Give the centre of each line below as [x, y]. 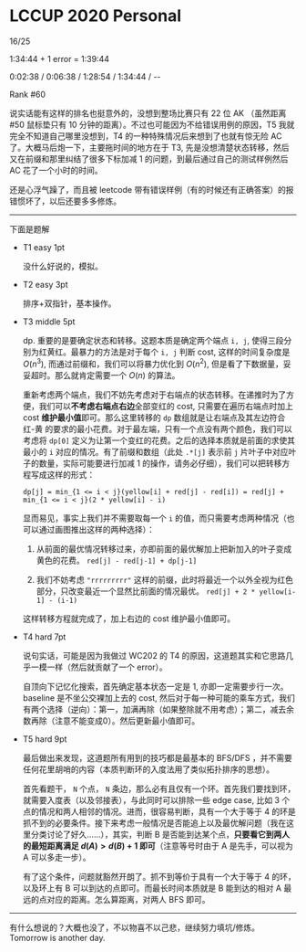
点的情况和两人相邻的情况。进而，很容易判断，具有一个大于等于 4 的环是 [159, 811]
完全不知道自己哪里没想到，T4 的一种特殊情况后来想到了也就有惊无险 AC [146, 136]
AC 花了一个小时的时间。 [56, 170]
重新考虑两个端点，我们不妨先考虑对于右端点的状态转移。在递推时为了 [154, 395]
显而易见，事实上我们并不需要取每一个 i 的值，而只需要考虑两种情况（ [154, 518]
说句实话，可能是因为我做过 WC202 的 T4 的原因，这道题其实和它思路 [154, 655]
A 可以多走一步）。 [56, 857]
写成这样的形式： [63, 474]
